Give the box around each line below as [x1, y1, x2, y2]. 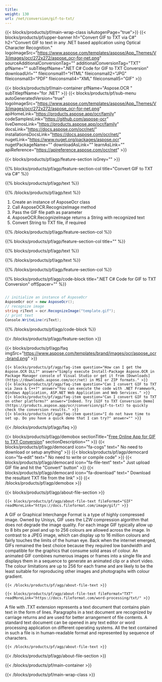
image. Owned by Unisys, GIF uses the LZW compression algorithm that [5, 517, 148, 522]
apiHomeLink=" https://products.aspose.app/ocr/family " [5, 111, 116, 117]
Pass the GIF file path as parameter [12, 210, 83, 215]
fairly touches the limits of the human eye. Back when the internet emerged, [5, 537, 156, 543]
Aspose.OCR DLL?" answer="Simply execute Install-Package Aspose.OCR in [5, 369, 155, 374]
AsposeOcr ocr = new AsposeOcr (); [5, 299, 75, 305]
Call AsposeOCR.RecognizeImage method [12, 204, 96, 210]
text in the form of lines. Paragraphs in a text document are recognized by [5, 609, 152, 615]
